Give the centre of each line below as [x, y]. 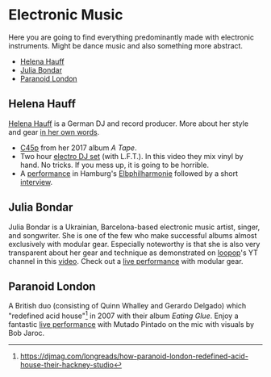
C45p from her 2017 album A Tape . [78, 148]
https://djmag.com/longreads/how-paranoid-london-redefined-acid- [134, 356]
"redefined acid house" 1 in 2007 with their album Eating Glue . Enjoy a [124, 315]
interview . [36, 182]
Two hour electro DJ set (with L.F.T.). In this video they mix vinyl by [131, 156]
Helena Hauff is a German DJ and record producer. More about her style [128, 124]
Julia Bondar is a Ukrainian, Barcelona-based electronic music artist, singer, [134, 227]
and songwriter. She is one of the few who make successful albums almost [133, 235]
